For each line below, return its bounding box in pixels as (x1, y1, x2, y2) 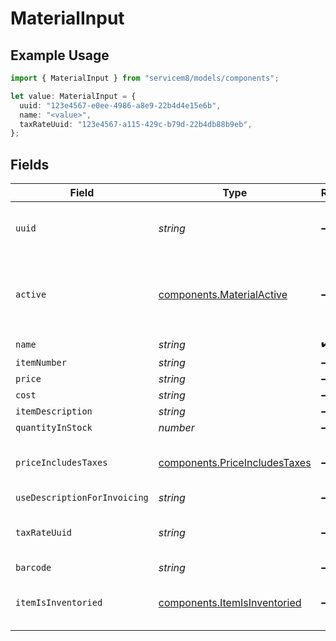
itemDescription (15, 406, 93, 417)
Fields (10, 156, 50, 173)
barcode (15, 562, 52, 574)
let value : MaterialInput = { (10, 91, 137, 101)
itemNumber (15, 357, 67, 369)
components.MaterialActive (158, 288, 288, 302)
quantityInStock (15, 422, 93, 434)
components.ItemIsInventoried (158, 596, 302, 610)
